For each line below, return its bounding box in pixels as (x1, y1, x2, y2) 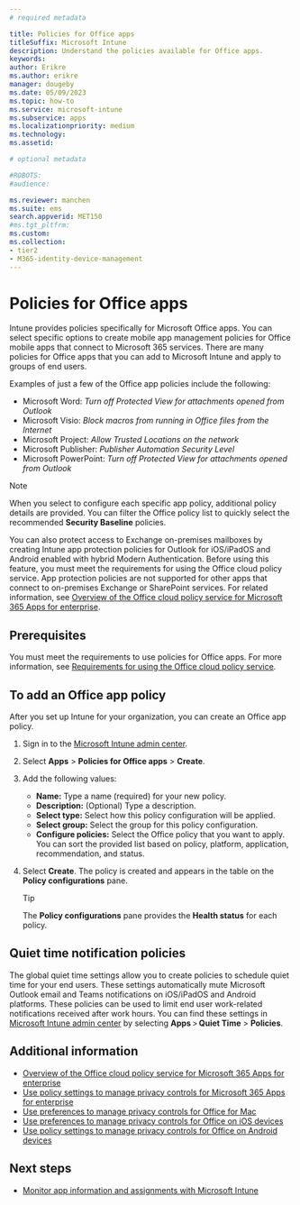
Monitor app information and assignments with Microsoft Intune (22, 1184, 259, 1195)
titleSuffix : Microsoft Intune (9, 38, 127, 47)
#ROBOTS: (9, 170, 42, 180)
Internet (22, 424, 52, 435)
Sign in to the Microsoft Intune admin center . (22, 738, 187, 749)
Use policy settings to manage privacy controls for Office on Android (22, 1125, 277, 1136)
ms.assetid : (9, 139, 54, 148)
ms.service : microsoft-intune (9, 105, 123, 114)
